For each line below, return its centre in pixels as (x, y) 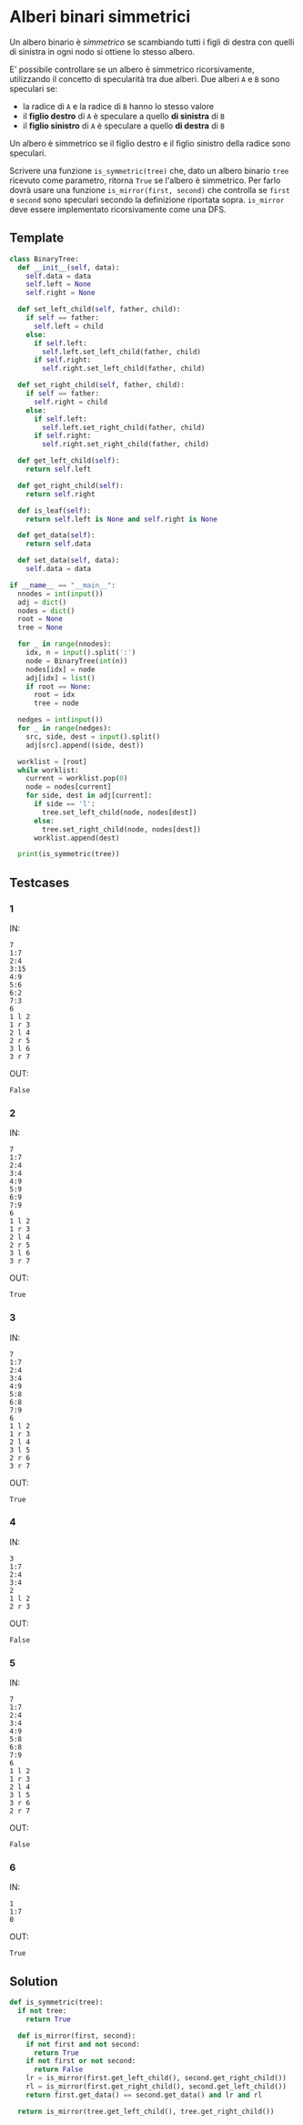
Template (37, 238)
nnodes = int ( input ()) (61, 594)
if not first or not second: (81, 2061)
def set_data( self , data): (69, 561)
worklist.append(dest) (76, 838)
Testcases (40, 882)
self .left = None (59, 284)
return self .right (61, 494)
